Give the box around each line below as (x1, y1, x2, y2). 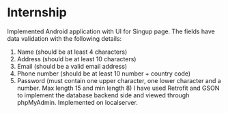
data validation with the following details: (7, 34, 122, 42)
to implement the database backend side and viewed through (16, 91, 190, 99)
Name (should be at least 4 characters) (16, 48, 128, 56)
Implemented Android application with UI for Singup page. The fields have (7, 27, 215, 35)
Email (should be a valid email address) (16, 62, 128, 70)
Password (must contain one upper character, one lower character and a (16, 76, 222, 84)
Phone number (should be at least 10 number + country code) (16, 69, 191, 78)
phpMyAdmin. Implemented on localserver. (16, 98, 138, 106)
